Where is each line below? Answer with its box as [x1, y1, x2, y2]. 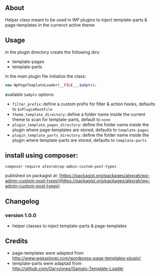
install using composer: [5, 151, 79, 159]
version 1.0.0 [5, 212, 37, 218]
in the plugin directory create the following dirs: [5, 49, 100, 55]
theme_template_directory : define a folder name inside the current [12, 111, 145, 117]
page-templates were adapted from [12, 250, 84, 256]
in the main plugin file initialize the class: [5, 73, 86, 79]
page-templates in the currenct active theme [5, 22, 95, 28]
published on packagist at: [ [5, 173, 61, 178]
